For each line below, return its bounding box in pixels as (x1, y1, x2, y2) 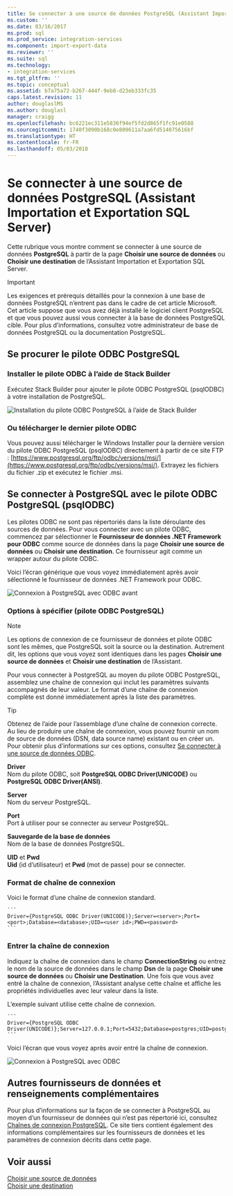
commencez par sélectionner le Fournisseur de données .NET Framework (7, 532, 222, 541)
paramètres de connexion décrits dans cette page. (7, 1136, 152, 1144)
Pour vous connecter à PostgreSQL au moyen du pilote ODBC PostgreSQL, (7, 670, 221, 679)
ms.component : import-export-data (7, 42, 107, 49)
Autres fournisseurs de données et (7, 1077, 162, 1089)
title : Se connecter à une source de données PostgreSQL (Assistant (7, 10, 209, 17)
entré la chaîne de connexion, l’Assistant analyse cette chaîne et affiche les (7, 979, 222, 987)
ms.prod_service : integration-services (7, 36, 123, 43)
